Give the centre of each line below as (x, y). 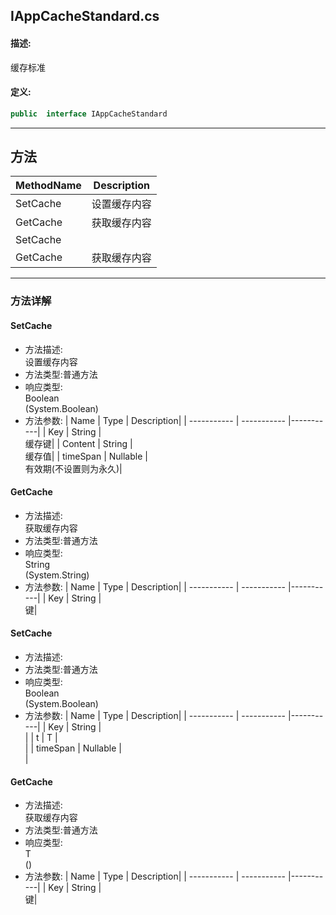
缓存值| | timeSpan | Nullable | (86, 456)
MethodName (48, 186)
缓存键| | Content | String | (78, 443)
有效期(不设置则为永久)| (73, 468)
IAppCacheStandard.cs (85, 16)
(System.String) (57, 575)
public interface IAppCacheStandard (89, 114)
